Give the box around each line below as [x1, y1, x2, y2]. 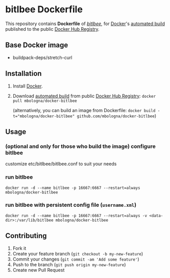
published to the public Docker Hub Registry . [5, 26, 100, 32]
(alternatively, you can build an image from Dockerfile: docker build [12, 107, 156, 113]
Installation [5, 69, 42, 78]
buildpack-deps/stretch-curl [12, 54, 72, 60]
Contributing [5, 231, 47, 240]
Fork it [12, 245, 27, 251]
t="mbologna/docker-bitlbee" [12, 114, 75, 119]
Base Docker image [5, 41, 68, 50]
